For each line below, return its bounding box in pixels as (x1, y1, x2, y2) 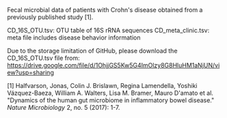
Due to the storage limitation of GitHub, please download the (7, 47, 178, 55)
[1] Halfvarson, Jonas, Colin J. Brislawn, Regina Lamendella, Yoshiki (7, 82, 198, 89)
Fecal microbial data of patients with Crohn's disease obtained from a (7, 6, 203, 14)
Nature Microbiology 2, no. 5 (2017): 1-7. (7, 104, 120, 111)
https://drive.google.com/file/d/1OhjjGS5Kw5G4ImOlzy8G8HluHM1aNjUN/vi (7, 61, 220, 69)
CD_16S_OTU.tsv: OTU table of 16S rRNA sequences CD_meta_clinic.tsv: (7, 27, 210, 34)
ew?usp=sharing (7, 68, 55, 76)
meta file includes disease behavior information (7, 33, 141, 42)
